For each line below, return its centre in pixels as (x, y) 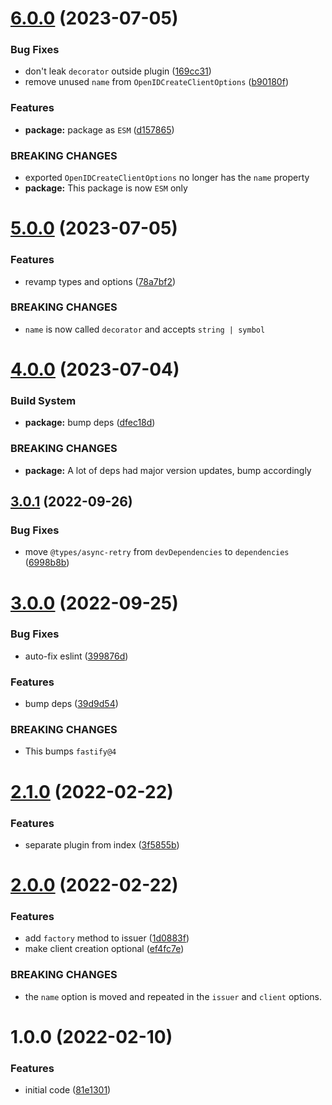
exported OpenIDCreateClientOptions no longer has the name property (167, 178)
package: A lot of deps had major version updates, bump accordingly (168, 470)
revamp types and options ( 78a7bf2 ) (100, 281)
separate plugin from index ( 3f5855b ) (102, 844)
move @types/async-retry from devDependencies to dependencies (157, 552)
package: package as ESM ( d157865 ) (99, 129)
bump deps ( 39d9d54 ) (71, 704)
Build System (43, 400)
